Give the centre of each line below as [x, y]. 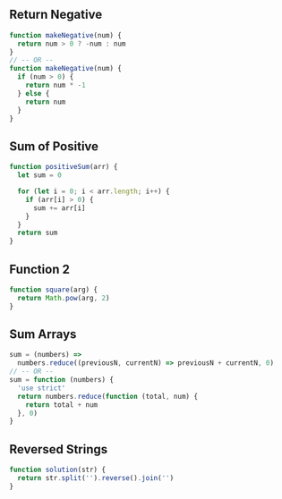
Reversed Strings [59, 449]
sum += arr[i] [60, 208]
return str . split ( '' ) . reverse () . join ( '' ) [96, 478]
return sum [38, 233]
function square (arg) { [54, 290]
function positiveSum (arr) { [64, 167]
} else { [34, 93]
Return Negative [56, 15]
